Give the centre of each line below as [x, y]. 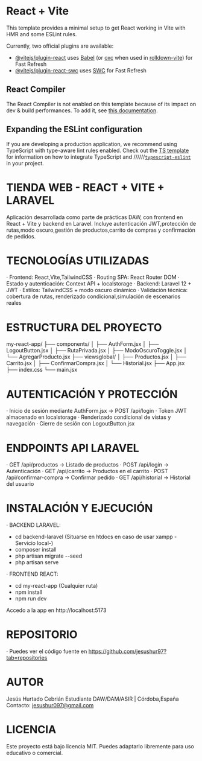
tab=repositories [27, 658]
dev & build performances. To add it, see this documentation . [82, 110]
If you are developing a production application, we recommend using [92, 144]
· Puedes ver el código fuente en [47, 651]
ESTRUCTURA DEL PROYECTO [84, 327]
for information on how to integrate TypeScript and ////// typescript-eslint [99, 157]
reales [14, 303]
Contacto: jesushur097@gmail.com [50, 705]
